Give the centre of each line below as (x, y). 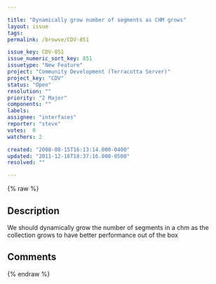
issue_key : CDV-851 (36, 52)
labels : (19, 111)
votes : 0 (22, 130)
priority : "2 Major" (38, 98)
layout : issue (28, 26)
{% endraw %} (29, 273)
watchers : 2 (25, 137)
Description (33, 211)
